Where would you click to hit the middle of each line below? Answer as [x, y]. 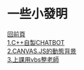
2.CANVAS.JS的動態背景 [42, 51]
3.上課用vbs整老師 [33, 59]
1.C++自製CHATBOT [36, 42]
